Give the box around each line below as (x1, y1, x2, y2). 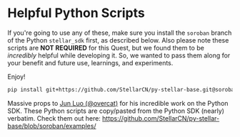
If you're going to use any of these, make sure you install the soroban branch (7, 28, 232, 37)
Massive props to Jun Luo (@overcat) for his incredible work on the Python (7, 99, 229, 107)
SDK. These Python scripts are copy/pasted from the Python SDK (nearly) (7, 106, 225, 115)
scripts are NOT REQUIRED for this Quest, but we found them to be (7, 43, 205, 52)
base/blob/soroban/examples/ (7, 121, 96, 130)
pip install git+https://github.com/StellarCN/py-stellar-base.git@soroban (7, 86, 238, 93)
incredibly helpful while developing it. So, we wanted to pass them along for (7, 51, 231, 60)
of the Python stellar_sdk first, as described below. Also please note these (7, 35, 229, 44)
